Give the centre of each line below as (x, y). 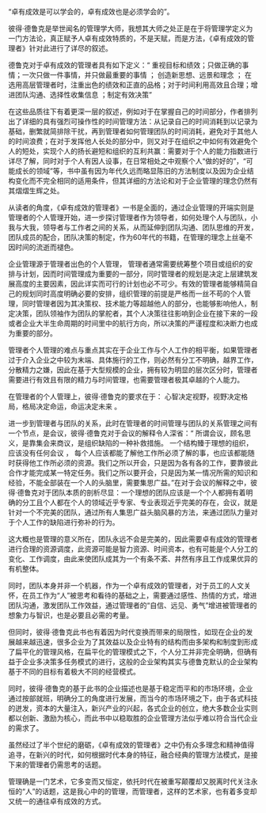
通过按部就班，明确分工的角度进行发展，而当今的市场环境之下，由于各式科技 (133, 698)
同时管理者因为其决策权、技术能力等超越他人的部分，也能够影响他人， (136, 304)
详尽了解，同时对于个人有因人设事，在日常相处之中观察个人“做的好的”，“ (127, 161)
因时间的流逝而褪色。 (43, 247)
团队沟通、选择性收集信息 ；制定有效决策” (84, 95)
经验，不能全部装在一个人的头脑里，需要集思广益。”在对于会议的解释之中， (129, 482)
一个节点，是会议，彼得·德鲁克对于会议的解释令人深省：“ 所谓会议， (120, 433)
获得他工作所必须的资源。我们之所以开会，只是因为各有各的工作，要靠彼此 (136, 463)
